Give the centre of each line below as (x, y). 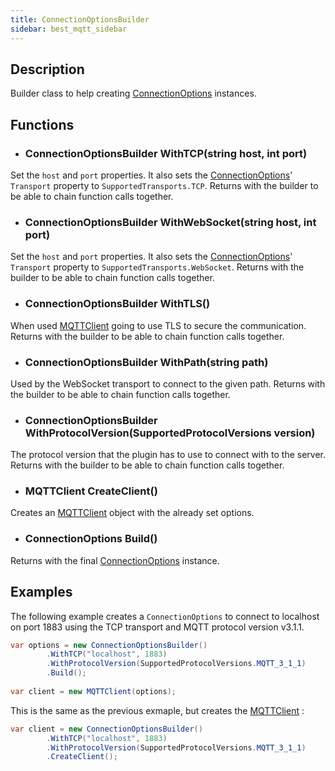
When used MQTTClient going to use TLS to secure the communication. (158, 325)
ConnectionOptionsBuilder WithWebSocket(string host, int (170, 222)
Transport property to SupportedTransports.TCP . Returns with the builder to (164, 185)
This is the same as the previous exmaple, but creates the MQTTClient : (157, 710)
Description (47, 69)
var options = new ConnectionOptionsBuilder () (109, 645)
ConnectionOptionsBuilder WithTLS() (117, 304)
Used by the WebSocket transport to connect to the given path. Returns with (168, 383)
